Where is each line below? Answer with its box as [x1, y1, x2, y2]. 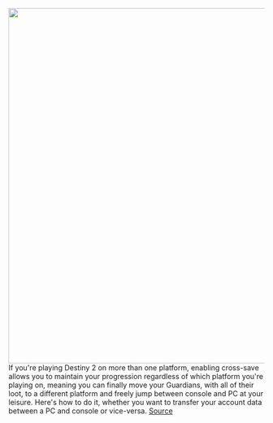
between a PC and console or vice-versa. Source [8, 406, 173, 416]
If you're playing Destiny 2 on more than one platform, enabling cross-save [8, 363, 260, 373]
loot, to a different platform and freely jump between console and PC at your [8, 389, 264, 398]
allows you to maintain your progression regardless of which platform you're [8, 372, 264, 381]
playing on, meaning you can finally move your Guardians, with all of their [8, 380, 254, 390]
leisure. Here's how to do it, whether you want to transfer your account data [8, 398, 262, 407]
